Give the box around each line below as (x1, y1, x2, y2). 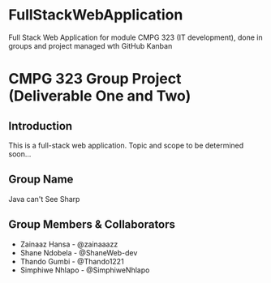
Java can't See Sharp (8, 194, 80, 204)
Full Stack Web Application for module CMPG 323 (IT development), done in (8, 32, 263, 42)
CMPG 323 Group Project (8, 70, 182, 88)
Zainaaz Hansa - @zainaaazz (19, 239, 118, 249)
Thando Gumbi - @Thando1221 (19, 256, 124, 266)
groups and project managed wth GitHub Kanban (8, 41, 173, 50)
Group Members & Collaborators (8, 217, 176, 232)
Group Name (8, 173, 74, 187)
